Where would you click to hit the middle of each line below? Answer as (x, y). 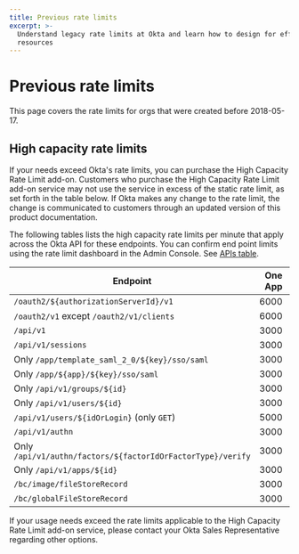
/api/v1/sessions (50, 345)
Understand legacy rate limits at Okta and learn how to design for (147, 34)
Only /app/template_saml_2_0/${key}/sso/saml (111, 359)
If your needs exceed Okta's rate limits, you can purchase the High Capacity (149, 170)
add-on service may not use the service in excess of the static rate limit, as (147, 189)
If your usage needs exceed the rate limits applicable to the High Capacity (145, 521)
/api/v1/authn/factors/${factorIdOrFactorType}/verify (132, 456)
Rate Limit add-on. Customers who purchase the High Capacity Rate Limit (145, 179)
